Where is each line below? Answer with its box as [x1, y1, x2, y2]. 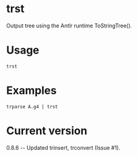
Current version [6, 124, 88, 138]
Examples [6, 84, 57, 97]
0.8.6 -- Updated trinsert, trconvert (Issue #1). [6, 144, 120, 151]
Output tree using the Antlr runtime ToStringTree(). [6, 22, 132, 29]
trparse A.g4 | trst [6, 103, 59, 110]
